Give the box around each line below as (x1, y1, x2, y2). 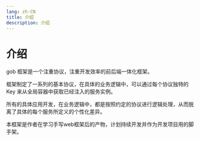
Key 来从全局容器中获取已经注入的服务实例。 (6, 88, 116, 95)
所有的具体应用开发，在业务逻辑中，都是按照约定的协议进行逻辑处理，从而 (6, 101, 189, 108)
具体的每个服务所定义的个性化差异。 (16, 108, 105, 115)
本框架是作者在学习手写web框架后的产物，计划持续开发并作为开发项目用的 (6, 121, 189, 128)
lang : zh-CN (6, 8, 36, 15)
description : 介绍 (6, 20, 50, 26)
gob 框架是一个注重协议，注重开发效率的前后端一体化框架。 (6, 68, 153, 75)
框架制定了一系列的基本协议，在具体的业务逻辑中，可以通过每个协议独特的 (6, 81, 189, 88)
